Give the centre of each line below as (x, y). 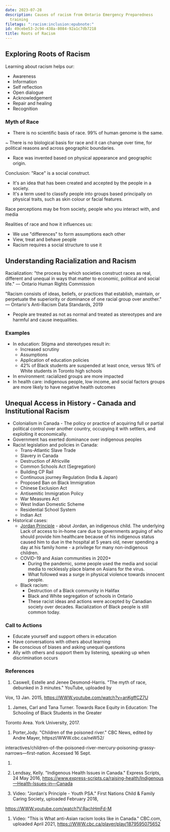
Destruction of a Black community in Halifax (74, 591)
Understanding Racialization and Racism (71, 261)
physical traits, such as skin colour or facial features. (68, 199)
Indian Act (31, 515)
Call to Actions (24, 625)
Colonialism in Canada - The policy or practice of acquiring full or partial (88, 423)
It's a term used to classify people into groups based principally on (82, 194)
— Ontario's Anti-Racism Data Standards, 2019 (54, 304)
